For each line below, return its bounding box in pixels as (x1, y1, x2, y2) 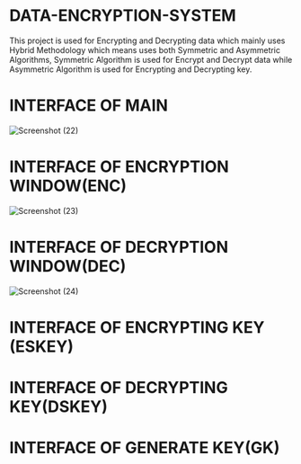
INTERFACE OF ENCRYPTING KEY (9, 317, 265, 337)
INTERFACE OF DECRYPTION (9, 237, 229, 257)
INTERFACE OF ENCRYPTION (9, 156, 229, 177)
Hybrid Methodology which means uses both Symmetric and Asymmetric (9, 44, 281, 55)
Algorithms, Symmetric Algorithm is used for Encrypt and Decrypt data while (9, 54, 293, 65)
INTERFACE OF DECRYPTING (9, 378, 228, 398)
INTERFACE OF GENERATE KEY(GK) (9, 438, 280, 459)
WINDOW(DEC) (9, 256, 127, 276)
